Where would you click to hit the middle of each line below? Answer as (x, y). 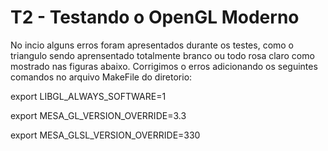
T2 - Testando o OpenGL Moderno (155, 17)
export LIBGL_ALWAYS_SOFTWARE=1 (88, 96)
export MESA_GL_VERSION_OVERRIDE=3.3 (98, 115)
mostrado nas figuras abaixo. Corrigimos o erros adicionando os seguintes (164, 66)
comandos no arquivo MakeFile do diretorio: (101, 77)
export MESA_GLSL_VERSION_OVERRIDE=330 (105, 135)
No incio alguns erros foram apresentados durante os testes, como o (152, 45)
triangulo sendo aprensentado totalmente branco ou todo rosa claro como (162, 55)
